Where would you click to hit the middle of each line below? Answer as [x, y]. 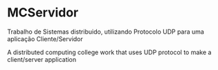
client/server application [42, 59]
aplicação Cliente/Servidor [45, 38]
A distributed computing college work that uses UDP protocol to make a [109, 52]
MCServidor [43, 13]
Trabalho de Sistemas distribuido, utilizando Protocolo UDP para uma [106, 32]
